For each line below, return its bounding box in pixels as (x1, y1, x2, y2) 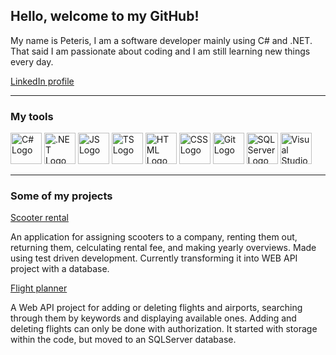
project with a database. (10, 263, 110, 275)
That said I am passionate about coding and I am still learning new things (10, 45, 311, 57)
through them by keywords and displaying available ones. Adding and (10, 312, 297, 324)
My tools (10, 109, 54, 123)
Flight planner (10, 282, 68, 294)
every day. (10, 55, 54, 68)
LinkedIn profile (10, 75, 75, 87)
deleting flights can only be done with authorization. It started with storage (10, 323, 318, 335)
